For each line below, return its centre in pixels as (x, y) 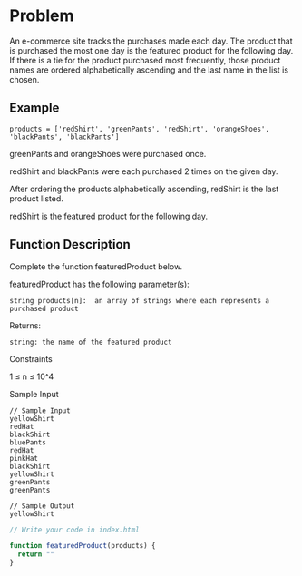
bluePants (28, 442)
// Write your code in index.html (75, 530)
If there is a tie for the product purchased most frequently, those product (145, 60)
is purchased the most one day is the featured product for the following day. (151, 50)
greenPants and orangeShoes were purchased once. (108, 153)
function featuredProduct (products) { (83, 546)
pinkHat (24, 458)
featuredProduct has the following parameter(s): (100, 284)
